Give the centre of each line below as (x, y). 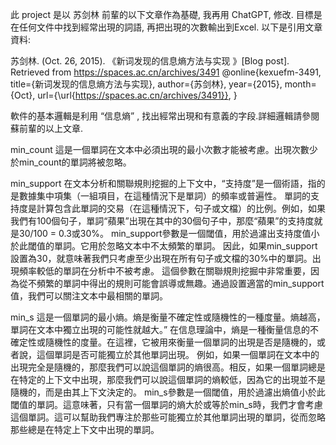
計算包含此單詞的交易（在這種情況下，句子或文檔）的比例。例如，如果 (181, 208)
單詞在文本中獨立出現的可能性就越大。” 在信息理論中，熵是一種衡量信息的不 (165, 329)
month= (300, 84)
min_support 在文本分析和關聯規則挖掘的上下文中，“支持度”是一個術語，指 (163, 183)
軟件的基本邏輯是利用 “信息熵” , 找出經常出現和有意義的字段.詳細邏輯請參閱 (165, 116)
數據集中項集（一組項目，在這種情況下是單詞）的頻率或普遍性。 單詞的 (164, 196)
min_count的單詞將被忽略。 (75, 162)
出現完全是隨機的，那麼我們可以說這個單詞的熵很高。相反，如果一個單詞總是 (168, 367)
